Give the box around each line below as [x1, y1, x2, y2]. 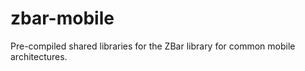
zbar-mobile [10, 7, 115, 30]
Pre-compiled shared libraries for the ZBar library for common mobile [10, 40, 296, 52]
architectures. [10, 50, 68, 62]
